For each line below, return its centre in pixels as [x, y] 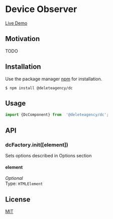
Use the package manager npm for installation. [54, 79]
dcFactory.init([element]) [37, 145]
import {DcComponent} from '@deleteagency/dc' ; [57, 115]
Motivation [23, 39]
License [18, 199]
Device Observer [41, 9]
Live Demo [16, 23]
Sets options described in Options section [48, 155]
